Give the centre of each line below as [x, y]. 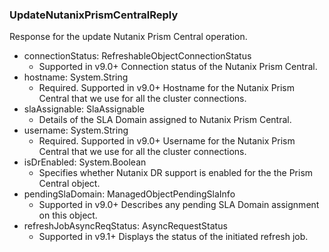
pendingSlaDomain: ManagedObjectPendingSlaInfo [129, 194]
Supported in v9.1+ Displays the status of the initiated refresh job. [173, 237]
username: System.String [76, 130]
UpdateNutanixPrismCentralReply [94, 15]
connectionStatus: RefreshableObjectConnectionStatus [137, 56]
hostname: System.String [76, 77]
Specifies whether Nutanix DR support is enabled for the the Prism [176, 173]
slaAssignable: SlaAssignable [84, 109]
